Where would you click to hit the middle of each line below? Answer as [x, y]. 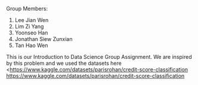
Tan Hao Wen [31, 45]
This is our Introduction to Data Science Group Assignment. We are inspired [99, 57]
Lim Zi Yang [29, 26]
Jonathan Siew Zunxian [44, 39]
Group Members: [27, 9]
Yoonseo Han [31, 33]
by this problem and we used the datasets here [64, 63]
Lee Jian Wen [32, 20]
